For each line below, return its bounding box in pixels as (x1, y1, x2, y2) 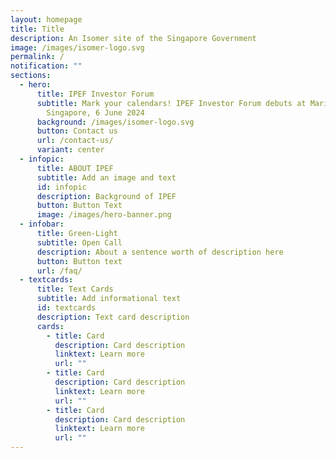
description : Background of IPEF (36, 191, 177, 201)
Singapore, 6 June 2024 (46, 107, 145, 118)
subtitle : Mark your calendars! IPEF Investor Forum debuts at (36, 98, 307, 108)
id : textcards (36, 303, 97, 313)
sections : (10, 71, 52, 81)
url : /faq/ (36, 266, 83, 276)
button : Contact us (36, 126, 118, 136)
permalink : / (10, 52, 65, 62)
